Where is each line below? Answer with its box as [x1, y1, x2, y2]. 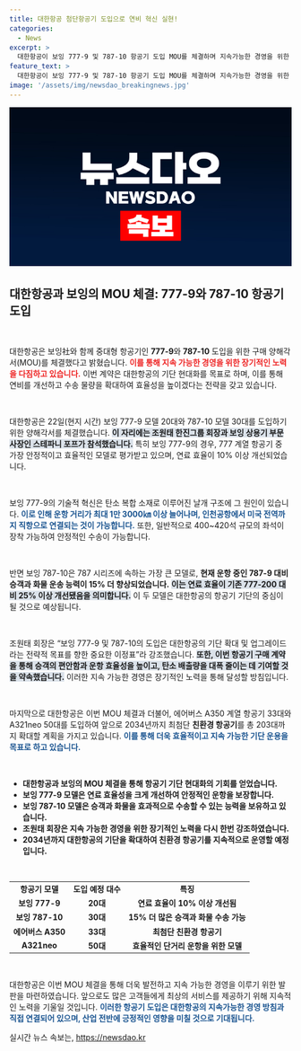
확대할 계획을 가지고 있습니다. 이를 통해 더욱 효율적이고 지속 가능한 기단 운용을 [18, 730, 288, 741]
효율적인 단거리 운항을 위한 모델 [132, 940, 243, 951]
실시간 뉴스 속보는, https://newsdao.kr [9, 1032, 146, 1043]
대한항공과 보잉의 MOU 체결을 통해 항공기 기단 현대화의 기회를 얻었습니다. [21, 778, 278, 790]
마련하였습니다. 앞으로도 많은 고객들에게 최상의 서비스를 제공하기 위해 [25, 991, 268, 1002]
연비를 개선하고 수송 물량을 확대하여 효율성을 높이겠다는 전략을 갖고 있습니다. [9, 380, 278, 391]
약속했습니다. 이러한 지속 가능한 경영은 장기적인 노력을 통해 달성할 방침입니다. [18, 672, 289, 683]
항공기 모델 [20, 883, 59, 894]
